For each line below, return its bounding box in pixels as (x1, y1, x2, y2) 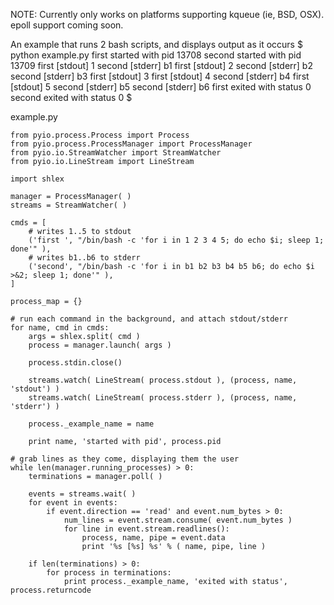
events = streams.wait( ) (28, 489, 137, 499)
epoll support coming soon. (10, 19, 124, 31)
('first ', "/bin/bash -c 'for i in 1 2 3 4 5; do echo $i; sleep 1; (28, 235, 325, 245)
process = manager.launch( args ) (28, 340, 172, 350)
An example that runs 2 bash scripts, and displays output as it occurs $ (10, 39, 303, 50)
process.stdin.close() (28, 358, 123, 368)
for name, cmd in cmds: (10, 323, 110, 333)
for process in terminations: (46, 568, 172, 578)
